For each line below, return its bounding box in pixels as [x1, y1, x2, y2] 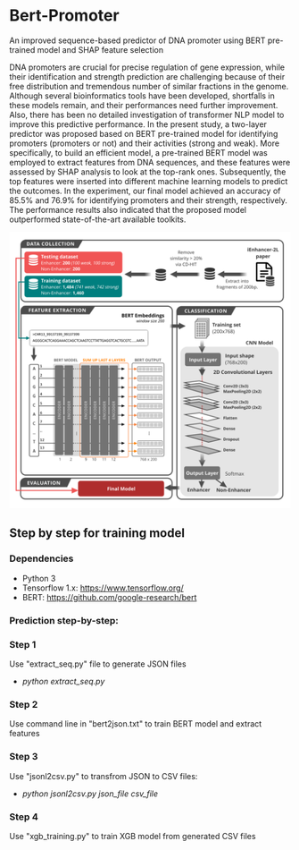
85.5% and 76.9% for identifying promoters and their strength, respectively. [9, 194, 288, 206]
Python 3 [21, 573, 56, 583]
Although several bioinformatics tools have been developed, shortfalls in [9, 90, 275, 101]
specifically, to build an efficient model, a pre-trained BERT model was [9, 147, 268, 157]
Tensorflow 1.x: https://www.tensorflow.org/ [21, 582, 185, 593]
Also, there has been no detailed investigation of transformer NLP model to [9, 109, 285, 120]
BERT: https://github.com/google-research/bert [21, 591, 197, 602]
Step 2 [9, 698, 38, 710]
